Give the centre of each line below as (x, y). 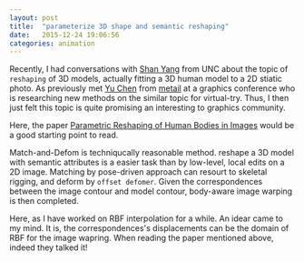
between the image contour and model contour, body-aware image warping (151, 191)
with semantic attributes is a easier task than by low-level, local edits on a (147, 162)
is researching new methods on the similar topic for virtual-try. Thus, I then (149, 98)
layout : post (34, 18)
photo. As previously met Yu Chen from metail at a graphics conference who (152, 88)
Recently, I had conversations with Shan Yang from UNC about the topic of (149, 69)
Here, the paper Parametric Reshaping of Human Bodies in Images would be (152, 126)
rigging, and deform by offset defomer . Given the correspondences (136, 182)
